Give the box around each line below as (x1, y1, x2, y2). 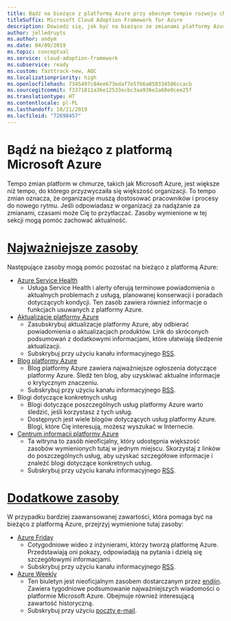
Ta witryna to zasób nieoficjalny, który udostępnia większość (27, 437, 201, 445)
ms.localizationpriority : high (7, 74, 97, 81)
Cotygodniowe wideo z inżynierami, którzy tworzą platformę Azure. (27, 541, 219, 549)
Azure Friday (16, 534, 54, 542)
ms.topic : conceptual (7, 49, 69, 56)
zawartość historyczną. (27, 599, 94, 607)
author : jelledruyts (7, 29, 67, 36)
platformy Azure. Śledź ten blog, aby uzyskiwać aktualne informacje (27, 371, 221, 379)
